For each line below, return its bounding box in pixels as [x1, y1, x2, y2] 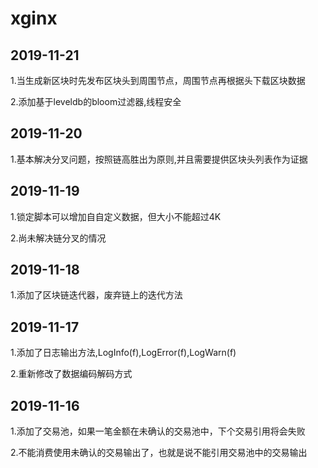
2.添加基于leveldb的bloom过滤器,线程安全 [10, 96, 182, 107]
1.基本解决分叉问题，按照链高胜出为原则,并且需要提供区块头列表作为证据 [10, 153, 308, 165]
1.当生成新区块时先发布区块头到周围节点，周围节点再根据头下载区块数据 [10, 75, 306, 86]
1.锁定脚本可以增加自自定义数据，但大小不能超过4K [10, 210, 222, 222]
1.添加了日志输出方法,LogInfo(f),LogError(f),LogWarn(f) [10, 347, 237, 359]
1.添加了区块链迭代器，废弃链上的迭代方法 [10, 289, 183, 301]
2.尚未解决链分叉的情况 [10, 232, 107, 244]
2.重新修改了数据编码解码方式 [10, 368, 133, 380]
